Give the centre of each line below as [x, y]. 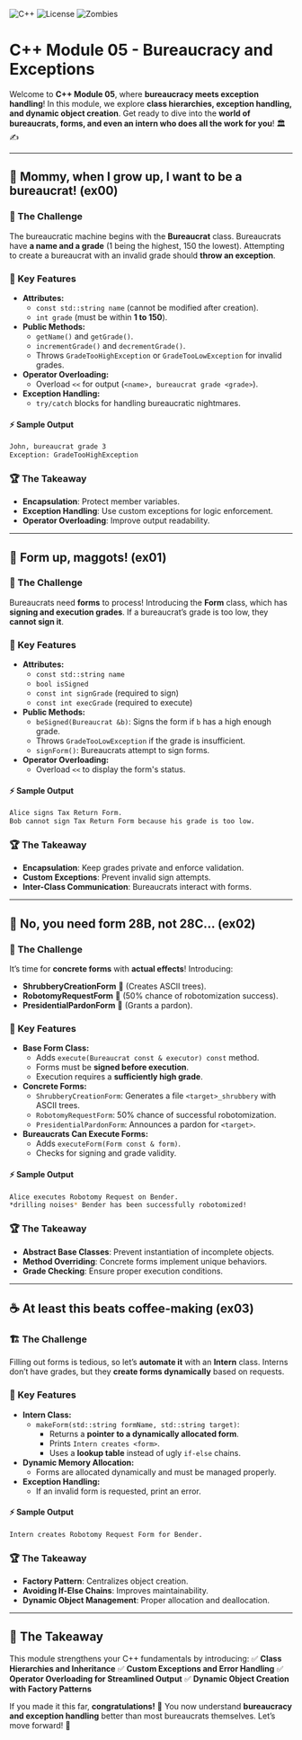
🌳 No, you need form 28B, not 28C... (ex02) [133, 923]
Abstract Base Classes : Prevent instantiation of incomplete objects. [148, 1252]
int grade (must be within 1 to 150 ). [102, 317]
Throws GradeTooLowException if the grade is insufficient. [140, 741]
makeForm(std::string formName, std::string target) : [138, 1424]
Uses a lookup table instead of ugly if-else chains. [145, 1452]
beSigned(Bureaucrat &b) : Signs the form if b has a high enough [153, 722]
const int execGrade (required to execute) [114, 703]
